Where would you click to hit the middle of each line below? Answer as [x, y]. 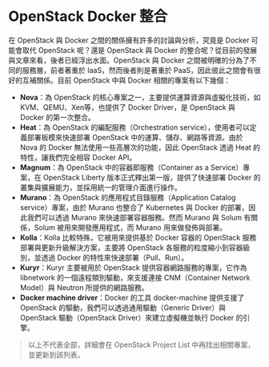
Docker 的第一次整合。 [58, 117]
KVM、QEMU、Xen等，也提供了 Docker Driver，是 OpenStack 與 [128, 107]
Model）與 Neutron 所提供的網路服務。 [84, 287]
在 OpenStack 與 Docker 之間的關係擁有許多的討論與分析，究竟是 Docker [129, 40]
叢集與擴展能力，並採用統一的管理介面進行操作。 [100, 187]
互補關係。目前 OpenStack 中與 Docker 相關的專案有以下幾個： [126, 80]
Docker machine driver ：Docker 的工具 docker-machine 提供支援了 [132, 297]
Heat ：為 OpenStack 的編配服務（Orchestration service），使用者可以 [135, 127]
